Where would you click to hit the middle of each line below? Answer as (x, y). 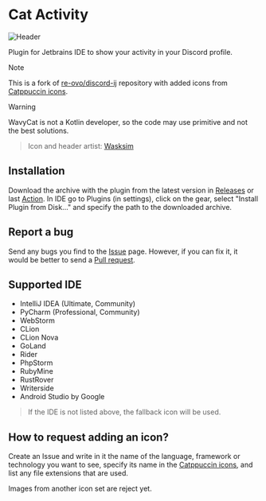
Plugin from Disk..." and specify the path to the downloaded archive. (120, 207)
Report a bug (41, 232)
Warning (22, 107)
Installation (37, 171)
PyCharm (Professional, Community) (80, 313)
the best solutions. (39, 130)
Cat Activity (49, 15)
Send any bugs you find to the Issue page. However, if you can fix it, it (123, 251)
